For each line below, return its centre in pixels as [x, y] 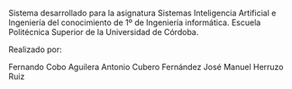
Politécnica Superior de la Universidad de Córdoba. [104, 32]
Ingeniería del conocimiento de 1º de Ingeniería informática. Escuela [135, 22]
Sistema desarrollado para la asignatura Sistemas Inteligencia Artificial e [142, 13]
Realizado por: [35, 49]
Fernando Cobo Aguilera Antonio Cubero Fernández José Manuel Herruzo [146, 67]
